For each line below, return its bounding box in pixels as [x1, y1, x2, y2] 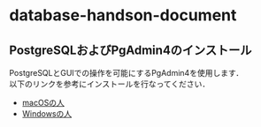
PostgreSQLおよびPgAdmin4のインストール [9, 42, 252, 57]
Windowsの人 [21, 108, 73, 119]
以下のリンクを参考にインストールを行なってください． [9, 78, 211, 89]
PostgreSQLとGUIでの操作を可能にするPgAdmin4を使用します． [9, 68, 244, 78]
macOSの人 [21, 98, 65, 108]
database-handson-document [9, 5, 237, 26]
